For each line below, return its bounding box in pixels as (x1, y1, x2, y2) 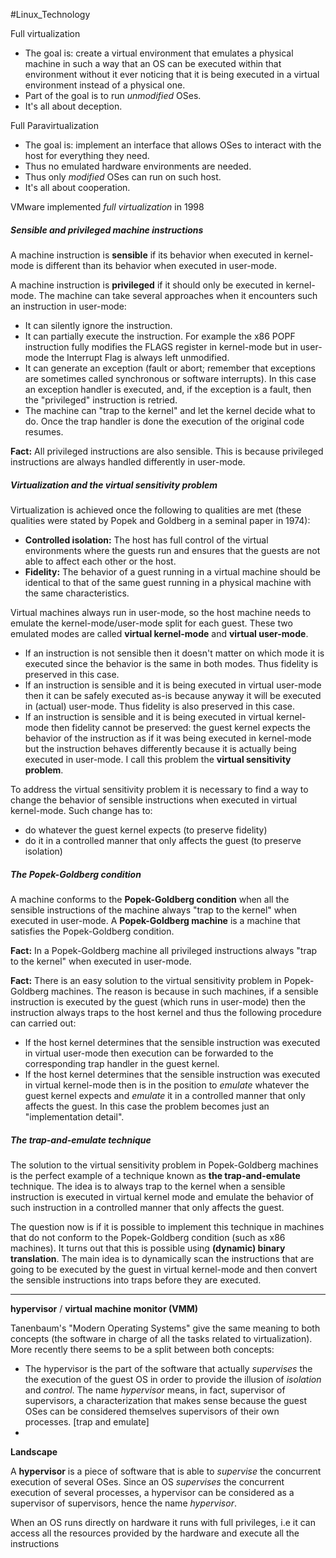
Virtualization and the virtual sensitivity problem (10, 479, 218, 491)
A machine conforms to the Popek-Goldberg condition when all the (10, 893, 290, 905)
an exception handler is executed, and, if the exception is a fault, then (24, 383, 312, 395)
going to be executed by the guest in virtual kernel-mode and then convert (10, 1263, 318, 1275)
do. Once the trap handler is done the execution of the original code (24, 415, 305, 427)
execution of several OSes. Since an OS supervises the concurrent (10, 1475, 285, 1488)
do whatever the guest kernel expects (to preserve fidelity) (24, 824, 268, 836)
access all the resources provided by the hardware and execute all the (10, 1527, 300, 1539)
